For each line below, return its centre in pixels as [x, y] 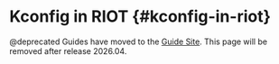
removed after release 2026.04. [68, 50]
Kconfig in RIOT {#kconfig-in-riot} [140, 17]
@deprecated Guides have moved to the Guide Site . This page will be [139, 41]
